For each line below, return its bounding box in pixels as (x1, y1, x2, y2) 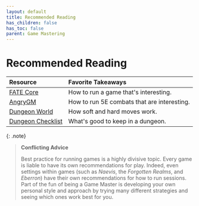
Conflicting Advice (20, 144, 69, 151)
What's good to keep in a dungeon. (68, 117, 167, 126)
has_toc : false (6, 25, 44, 32)
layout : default (6, 8, 46, 15)
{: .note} (6, 132, 27, 140)
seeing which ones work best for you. (20, 193, 114, 201)
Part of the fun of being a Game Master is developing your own (20, 181, 176, 188)
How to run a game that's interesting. (68, 88, 172, 96)
